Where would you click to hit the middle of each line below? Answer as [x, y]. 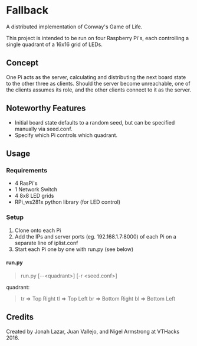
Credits [20, 317]
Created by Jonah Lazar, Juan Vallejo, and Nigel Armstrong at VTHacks [93, 331]
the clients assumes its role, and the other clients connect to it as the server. [99, 90]
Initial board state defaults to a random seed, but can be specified [95, 122]
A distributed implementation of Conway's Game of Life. [74, 27]
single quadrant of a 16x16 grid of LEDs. [55, 44]
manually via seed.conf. [43, 129]
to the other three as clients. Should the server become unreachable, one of [98, 83]
